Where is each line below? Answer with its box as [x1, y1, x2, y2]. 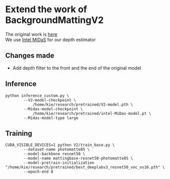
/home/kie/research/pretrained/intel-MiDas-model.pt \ [32, 111, 152, 116]
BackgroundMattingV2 [5, 14, 104, 26]
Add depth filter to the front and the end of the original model [12, 65, 141, 71]
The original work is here [5, 31, 58, 37]
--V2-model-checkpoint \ [23, 98, 76, 103]
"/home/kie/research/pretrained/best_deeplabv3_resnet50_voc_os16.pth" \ [5, 165, 165, 170]
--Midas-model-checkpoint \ [23, 106, 83, 111]
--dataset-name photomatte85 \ [23, 147, 90, 152]
